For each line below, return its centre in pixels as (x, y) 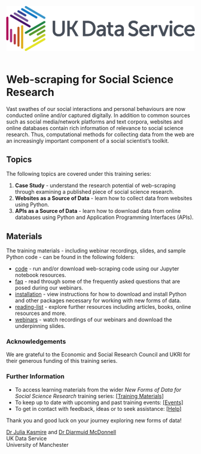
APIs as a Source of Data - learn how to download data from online (98, 211)
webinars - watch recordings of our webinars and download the (93, 320)
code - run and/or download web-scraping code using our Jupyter (97, 269)
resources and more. (41, 313)
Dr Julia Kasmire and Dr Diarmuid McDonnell (61, 432)
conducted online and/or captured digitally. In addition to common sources (98, 115)
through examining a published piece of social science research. (95, 192)
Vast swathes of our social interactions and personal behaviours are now (96, 109)
